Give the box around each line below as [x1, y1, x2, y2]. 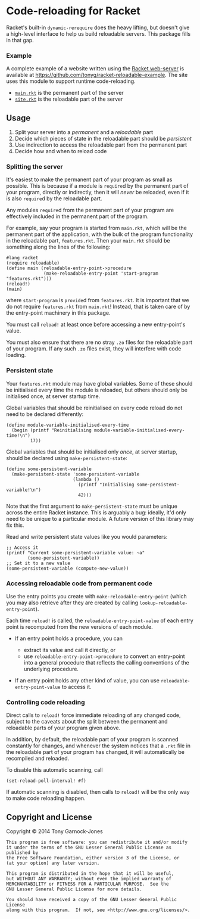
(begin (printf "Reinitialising [11, 427, 92, 433]
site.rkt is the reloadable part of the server [14, 95, 123, 103]
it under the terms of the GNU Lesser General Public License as [6, 845, 171, 850]
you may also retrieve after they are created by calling [6, 599, 139, 606]
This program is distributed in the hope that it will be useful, [6, 871, 174, 877]
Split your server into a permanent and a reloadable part [14, 129, 154, 136]
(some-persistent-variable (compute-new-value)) [6, 565, 129, 572]
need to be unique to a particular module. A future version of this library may [6, 515, 194, 522]
